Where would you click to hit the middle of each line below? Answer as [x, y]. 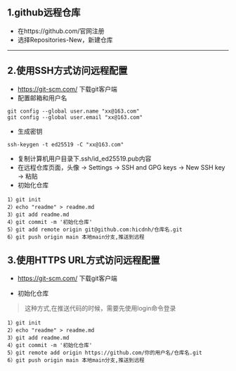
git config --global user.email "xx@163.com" [75, 117]
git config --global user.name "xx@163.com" [73, 111]
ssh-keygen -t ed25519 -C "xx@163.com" [66, 144]
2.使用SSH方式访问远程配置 [67, 71]
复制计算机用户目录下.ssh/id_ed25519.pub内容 [84, 158]
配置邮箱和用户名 [42, 98]
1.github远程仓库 [44, 13]
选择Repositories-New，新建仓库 [65, 39]
